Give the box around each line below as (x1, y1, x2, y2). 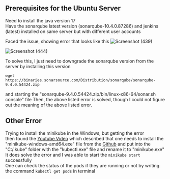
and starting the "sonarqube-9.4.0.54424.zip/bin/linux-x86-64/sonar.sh (5, 91, 156, 97)
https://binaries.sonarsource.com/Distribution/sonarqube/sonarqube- (5, 77, 156, 83)
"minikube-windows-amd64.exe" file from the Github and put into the (5, 141, 151, 147)
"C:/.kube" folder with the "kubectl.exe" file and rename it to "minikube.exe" (5, 146, 164, 152)
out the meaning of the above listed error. (5, 102, 93, 108)
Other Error (5, 116, 42, 125)
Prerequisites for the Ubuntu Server (5, 4, 121, 13)
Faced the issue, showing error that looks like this (5, 38, 109, 44)
